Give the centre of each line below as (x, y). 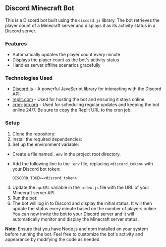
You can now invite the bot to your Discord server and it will (73, 214)
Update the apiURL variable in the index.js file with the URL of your (81, 187)
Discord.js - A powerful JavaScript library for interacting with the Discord (87, 89)
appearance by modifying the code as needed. (53, 239)
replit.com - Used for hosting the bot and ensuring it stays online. (79, 100)
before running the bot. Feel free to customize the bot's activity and (74, 234)
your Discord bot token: (36, 169)
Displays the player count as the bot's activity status (66, 60)
